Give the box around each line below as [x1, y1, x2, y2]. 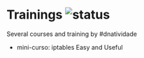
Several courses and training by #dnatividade [6, 30, 138, 38]
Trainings [6, 7, 63, 23]
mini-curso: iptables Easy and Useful [16, 43, 123, 51]
